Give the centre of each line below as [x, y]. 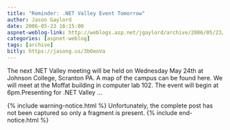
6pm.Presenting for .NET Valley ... [55, 92]
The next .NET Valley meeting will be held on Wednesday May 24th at [105, 70]
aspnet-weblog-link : [37, 32]
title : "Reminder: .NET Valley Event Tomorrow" [76, 13]
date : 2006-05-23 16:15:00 [46, 26]
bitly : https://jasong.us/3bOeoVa [56, 52]
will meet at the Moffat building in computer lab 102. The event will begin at [113, 85]
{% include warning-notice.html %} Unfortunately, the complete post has [110, 105]
